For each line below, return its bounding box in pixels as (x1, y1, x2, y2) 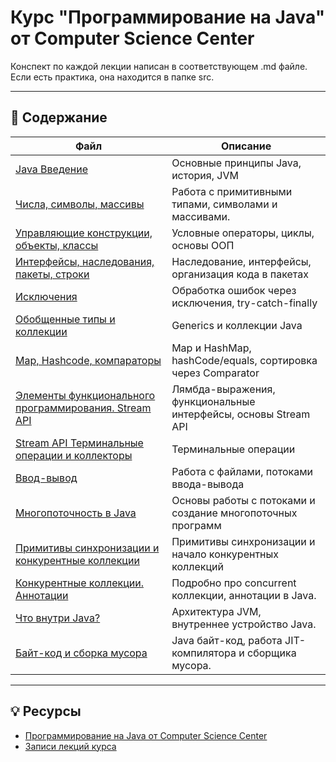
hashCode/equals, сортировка (171, 353, 318, 367)
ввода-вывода (171, 477, 245, 491)
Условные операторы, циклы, (171, 226, 315, 240)
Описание (220, 139, 272, 153)
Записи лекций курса (24, 740, 117, 752)
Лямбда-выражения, (171, 382, 276, 396)
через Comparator (171, 366, 260, 380)
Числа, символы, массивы (15, 197, 145, 211)
